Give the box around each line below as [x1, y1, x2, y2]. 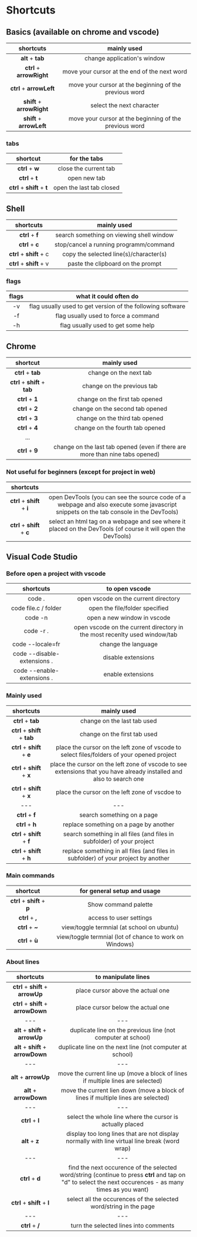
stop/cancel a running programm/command [55, 240, 175, 249]
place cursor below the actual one [76, 1003, 170, 1011]
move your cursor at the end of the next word [62, 68, 188, 75]
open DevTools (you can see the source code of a [49, 493, 186, 501]
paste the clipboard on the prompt [67, 260, 162, 268]
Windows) [106, 940, 135, 948]
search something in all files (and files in [63, 830, 174, 838]
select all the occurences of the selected [66, 1195, 179, 1204]
